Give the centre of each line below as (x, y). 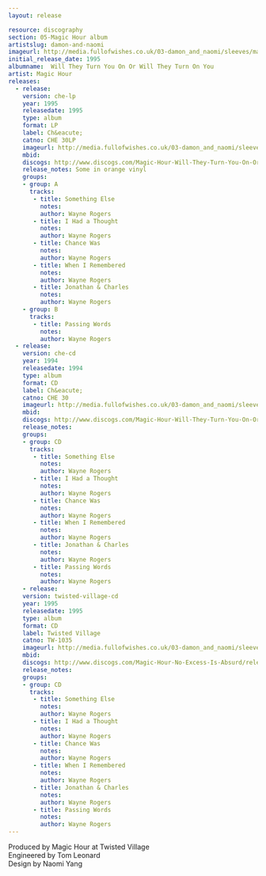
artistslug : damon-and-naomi (56, 44)
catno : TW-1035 (47, 641)
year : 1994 (40, 361)
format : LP (40, 126)
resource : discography (46, 30)
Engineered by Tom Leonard (54, 855)
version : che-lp (49, 96)
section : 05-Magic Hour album (58, 37)
